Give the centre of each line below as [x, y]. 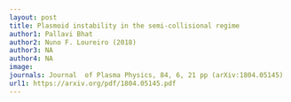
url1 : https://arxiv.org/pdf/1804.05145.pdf [93, 83]
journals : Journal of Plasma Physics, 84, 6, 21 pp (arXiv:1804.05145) [146, 75]
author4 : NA [31, 59]
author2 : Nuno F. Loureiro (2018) [73, 42]
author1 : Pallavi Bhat [51, 34]
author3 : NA [31, 51]
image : [21, 67]
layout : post [33, 17]
